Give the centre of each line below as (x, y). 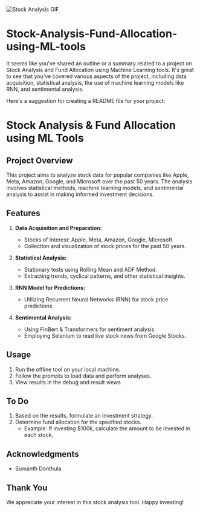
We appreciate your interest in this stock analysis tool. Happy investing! (95, 502)
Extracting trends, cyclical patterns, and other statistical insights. (105, 276)
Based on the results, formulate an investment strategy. (84, 416)
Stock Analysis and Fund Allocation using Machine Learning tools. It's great (100, 70)
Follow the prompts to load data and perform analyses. (83, 376)
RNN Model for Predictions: (50, 287)
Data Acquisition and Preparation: (58, 228)
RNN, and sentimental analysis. (45, 89)
